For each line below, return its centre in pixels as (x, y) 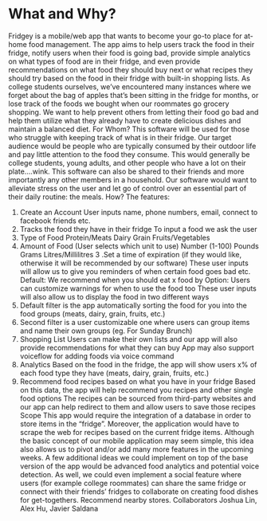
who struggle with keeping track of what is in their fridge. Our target (120, 137)
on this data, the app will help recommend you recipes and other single (136, 390)
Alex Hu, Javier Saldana (59, 508)
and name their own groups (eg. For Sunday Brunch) (106, 331)
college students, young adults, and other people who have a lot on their (127, 163)
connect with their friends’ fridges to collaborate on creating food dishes (139, 492)
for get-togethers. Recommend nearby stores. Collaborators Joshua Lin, (138, 499)
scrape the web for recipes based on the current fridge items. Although (137, 432)
